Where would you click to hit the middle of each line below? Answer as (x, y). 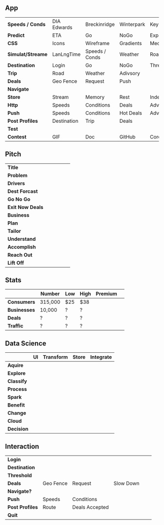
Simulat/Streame (28, 54)
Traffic (15, 326)
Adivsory (130, 73)
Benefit (16, 405)
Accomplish (22, 247)
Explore (17, 373)
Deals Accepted (91, 507)
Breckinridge (100, 24)
